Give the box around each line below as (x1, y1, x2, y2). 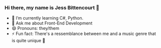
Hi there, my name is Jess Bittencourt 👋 (4, 4, 100, 11)
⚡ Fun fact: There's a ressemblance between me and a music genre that (11, 31, 156, 36)
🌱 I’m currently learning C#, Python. (11, 15, 84, 21)
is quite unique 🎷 (11, 38, 46, 44)
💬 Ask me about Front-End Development (11, 20, 93, 26)
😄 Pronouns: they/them (11, 25, 59, 31)
